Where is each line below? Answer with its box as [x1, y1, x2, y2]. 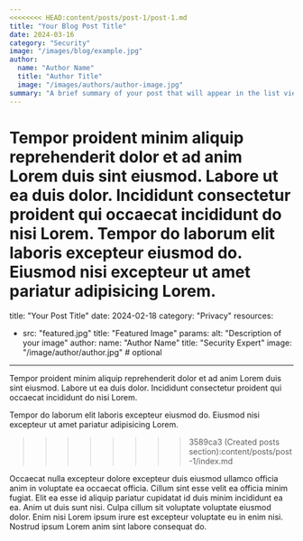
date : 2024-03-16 [9, 30, 75, 39]
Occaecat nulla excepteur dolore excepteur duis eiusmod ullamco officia [9, 473, 279, 484]
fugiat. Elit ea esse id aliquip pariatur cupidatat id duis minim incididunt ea [9, 492, 283, 503]
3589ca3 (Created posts [188, 436, 280, 447]
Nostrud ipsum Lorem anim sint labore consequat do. [9, 521, 207, 532]
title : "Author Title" [17, 72, 103, 81]
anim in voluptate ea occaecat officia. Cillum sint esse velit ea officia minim [9, 483, 289, 494]
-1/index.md [188, 456, 234, 467]
